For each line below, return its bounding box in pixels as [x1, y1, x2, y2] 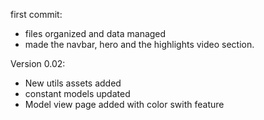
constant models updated [24, 88, 131, 99]
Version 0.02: [10, 58, 66, 69]
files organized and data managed [24, 28, 167, 39]
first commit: [10, 9, 63, 20]
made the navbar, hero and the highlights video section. [24, 39, 255, 50]
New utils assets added [24, 77, 122, 89]
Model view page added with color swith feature [24, 99, 225, 110]
